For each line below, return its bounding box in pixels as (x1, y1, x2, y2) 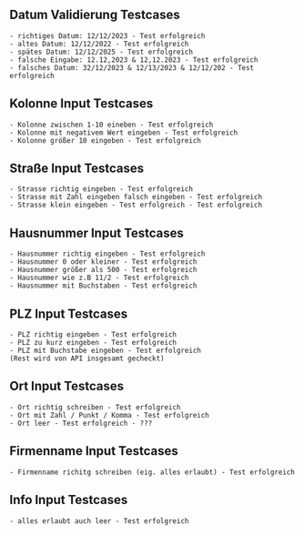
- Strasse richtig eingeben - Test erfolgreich (9, 185, 194, 194)
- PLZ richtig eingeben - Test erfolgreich (9, 330, 177, 339)
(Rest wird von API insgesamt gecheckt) (9, 354, 166, 363)
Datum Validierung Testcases (9, 7, 180, 23)
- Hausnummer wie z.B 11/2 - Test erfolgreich (9, 273, 189, 283)
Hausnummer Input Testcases (9, 225, 185, 240)
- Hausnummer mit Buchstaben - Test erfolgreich (9, 281, 198, 290)
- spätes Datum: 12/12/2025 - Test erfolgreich (9, 47, 194, 56)
